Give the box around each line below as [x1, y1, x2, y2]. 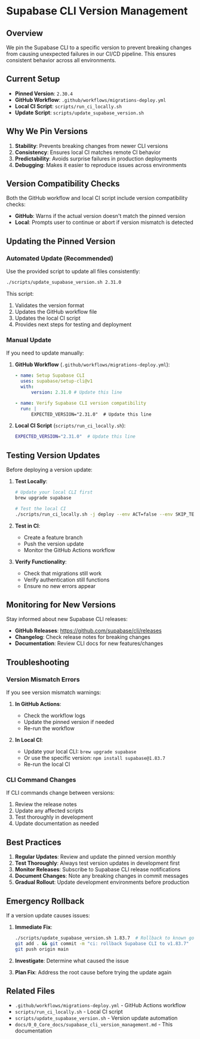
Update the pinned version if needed [23, 719, 115, 726]
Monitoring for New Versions [6, 600, 116, 610]
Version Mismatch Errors [6, 675, 80, 683]
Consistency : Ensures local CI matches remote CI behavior [14, 149, 161, 156]
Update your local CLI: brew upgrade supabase [23, 748, 137, 755]
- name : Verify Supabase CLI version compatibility [14, 400, 146, 406]
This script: [6, 290, 34, 297]
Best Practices [6, 837, 61, 847]
